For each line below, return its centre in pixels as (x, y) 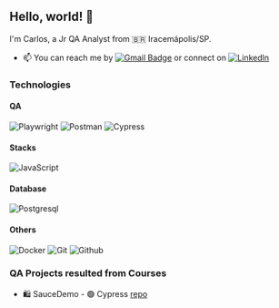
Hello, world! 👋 (51, 17)
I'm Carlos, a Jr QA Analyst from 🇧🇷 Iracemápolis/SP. (110, 38)
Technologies (40, 85)
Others (23, 230)
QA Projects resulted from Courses (88, 273)
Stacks (23, 148)
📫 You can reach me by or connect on (125, 57)
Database (28, 189)
